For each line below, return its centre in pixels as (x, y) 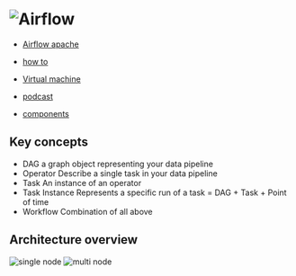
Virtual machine (51, 79)
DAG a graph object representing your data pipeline (118, 164)
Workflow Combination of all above (87, 211)
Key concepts (49, 142)
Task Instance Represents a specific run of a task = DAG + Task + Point (154, 192)
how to (35, 61)
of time (36, 201)
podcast (38, 96)
